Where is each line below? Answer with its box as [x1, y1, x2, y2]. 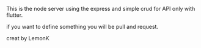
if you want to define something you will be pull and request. [6, 23, 159, 30]
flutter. [6, 11, 23, 19]
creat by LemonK [6, 35, 50, 41]
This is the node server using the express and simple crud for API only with [6, 5, 196, 12]
